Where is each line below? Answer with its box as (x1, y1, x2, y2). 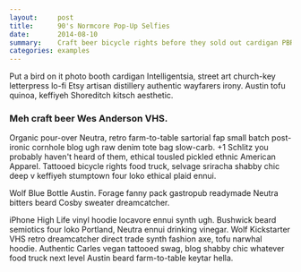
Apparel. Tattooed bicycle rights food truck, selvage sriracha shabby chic (9, 161, 280, 172)
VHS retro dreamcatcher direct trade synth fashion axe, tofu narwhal (9, 234, 262, 244)
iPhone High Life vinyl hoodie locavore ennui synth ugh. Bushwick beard (9, 215, 277, 225)
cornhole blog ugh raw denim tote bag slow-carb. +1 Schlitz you (31, 142, 269, 153)
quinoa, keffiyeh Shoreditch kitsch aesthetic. (9, 90, 174, 101)
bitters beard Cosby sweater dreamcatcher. (9, 198, 170, 208)
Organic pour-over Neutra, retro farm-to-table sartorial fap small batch (9, 132, 271, 143)
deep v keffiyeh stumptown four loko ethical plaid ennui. (9, 171, 217, 182)
